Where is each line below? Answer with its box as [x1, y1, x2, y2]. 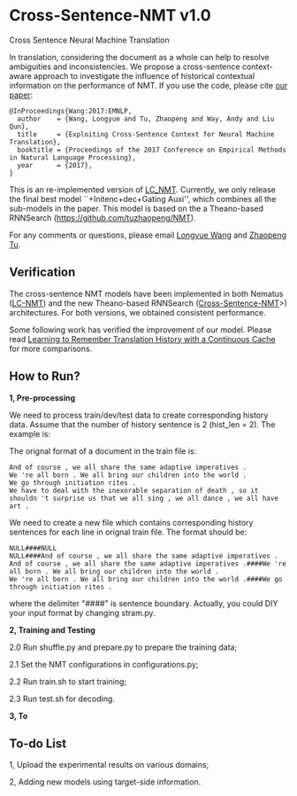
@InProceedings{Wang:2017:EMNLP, [9, 106, 133, 115]
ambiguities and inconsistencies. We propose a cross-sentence [9, 61, 240, 72]
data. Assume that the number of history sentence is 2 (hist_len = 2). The [9, 418, 276, 430]
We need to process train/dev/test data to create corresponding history [9, 410, 269, 420]
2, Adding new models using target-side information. [9, 776, 202, 787]
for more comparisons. [9, 343, 93, 354]
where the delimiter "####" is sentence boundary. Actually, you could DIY [9, 597, 278, 608]
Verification [9, 265, 76, 280]
